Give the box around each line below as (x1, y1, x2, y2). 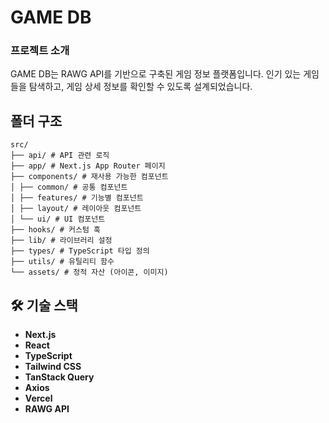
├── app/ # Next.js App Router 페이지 (10, 161, 166, 171)
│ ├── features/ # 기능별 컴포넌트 (10, 193, 144, 203)
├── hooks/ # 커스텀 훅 (10, 225, 101, 235)
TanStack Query (24, 371, 95, 383)
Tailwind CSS (24, 361, 82, 373)
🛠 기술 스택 (10, 297, 78, 314)
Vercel (24, 392, 53, 405)
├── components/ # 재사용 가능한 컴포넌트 (10, 172, 169, 182)
